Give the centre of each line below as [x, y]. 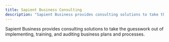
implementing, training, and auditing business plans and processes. [75, 34]
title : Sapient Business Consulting [44, 10]
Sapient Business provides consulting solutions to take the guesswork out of [84, 28]
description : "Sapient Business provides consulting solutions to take [82, 14]
